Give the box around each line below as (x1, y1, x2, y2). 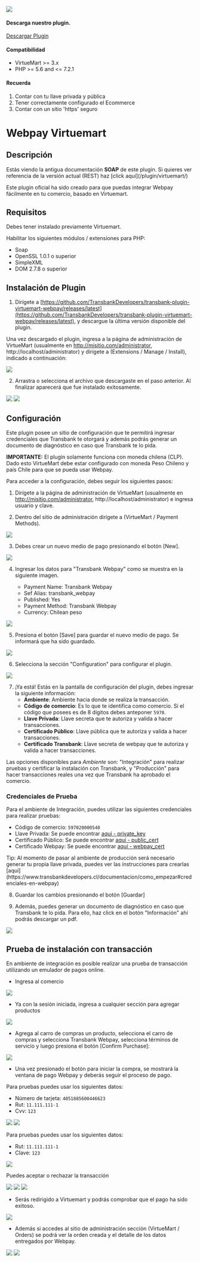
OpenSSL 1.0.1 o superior (14, 253, 76, 260)
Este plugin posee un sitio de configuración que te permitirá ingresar (6, 429, 175, 437)
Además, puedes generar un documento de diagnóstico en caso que (14, 903, 184, 910)
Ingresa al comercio (14, 978, 64, 985)
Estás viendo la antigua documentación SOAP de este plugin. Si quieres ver (6, 165, 192, 173)
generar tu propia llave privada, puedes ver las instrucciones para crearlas (6, 861, 189, 868)
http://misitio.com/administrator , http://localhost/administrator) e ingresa (14, 496, 193, 503)
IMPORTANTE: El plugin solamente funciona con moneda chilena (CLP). (6, 453, 184, 460)
